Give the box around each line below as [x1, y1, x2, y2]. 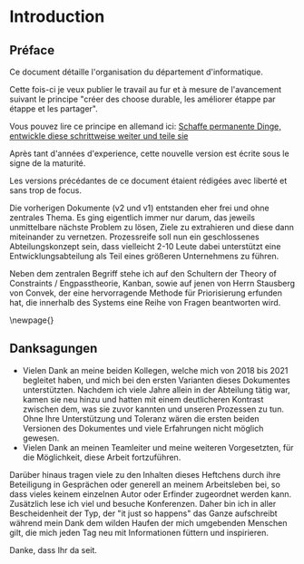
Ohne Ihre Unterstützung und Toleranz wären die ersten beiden [22, 413, 260, 423]
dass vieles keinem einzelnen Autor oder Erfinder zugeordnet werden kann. [9, 488, 292, 500]
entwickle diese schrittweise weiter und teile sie [9, 131, 189, 141]
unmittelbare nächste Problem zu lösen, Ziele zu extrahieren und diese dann [9, 222, 295, 232]
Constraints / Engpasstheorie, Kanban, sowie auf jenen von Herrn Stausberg [9, 278, 296, 288]
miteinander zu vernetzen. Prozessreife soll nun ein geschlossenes [9, 231, 260, 242]
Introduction [9, 6, 105, 27]
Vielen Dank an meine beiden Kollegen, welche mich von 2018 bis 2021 [22, 365, 289, 375]
